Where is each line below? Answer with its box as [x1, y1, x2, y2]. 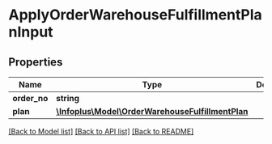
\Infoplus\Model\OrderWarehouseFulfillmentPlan [56, 106, 249, 116]
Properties [8, 55, 63, 69]
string [56, 93, 79, 104]
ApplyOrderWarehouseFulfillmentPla [8, 6, 263, 24]
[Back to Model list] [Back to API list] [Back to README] [8, 127, 194, 136]
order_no [12, 93, 49, 104]
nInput [8, 23, 54, 41]
